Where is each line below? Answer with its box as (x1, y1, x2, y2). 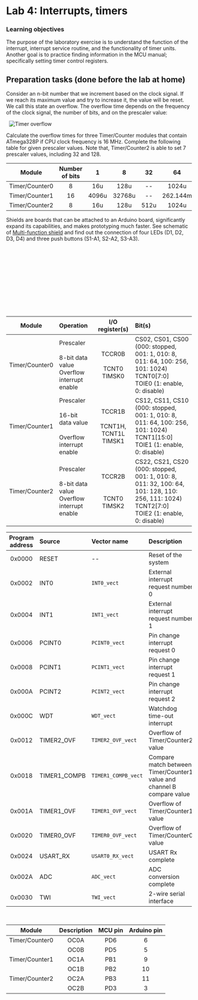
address (9, 541, 34, 550)
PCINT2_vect (91, 688, 125, 695)
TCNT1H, (100, 422, 127, 430)
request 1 (148, 671, 176, 679)
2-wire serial (148, 890, 185, 898)
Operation (58, 322, 88, 330)
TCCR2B (101, 472, 126, 481)
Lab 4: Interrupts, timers (6, 4, 128, 18)
